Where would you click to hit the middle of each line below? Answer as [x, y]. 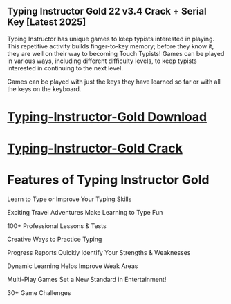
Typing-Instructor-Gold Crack [95, 149]
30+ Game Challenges [39, 293]
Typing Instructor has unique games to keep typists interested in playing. [111, 39]
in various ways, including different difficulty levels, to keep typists [102, 61]
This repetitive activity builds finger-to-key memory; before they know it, [111, 46]
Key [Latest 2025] [47, 22]
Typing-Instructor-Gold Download [107, 117]
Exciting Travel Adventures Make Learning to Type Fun [85, 213]
